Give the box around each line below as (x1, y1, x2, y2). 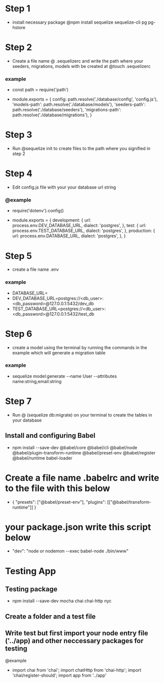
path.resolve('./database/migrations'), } (12, 112, 92, 118)
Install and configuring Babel (5, 431, 96, 440)
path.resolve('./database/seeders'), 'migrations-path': (12, 107, 122, 113)
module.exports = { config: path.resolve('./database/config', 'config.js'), (12, 97, 158, 102)
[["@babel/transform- (107, 499, 152, 505)
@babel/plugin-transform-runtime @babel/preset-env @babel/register (12, 450, 156, 455)
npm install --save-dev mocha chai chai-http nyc (12, 598, 112, 604)
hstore (12, 24, 26, 30)
